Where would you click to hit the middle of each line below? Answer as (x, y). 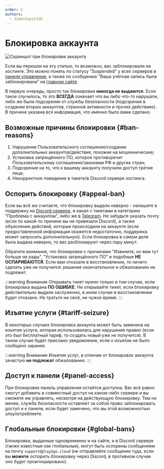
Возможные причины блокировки (60, 127)
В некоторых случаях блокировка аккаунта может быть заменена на (77, 325)
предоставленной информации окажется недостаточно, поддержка (76, 232)
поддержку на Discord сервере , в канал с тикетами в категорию (73, 210)
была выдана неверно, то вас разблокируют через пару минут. (71, 242)
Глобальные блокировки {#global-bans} (70, 429)
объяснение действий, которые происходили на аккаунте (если (72, 226)
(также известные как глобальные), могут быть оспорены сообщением (80, 446)
